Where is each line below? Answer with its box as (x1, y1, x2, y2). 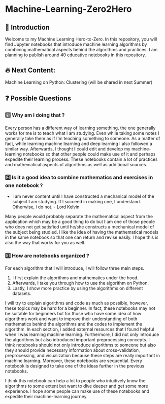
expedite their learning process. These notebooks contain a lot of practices (5, 156, 158, 162)
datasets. (12, 291, 32, 296)
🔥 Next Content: (5, 66, 56, 74)
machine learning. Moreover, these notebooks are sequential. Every (5, 358, 142, 364)
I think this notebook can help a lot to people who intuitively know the (5, 378, 146, 384)
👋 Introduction (5, 23, 50, 32)
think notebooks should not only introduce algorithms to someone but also (5, 342, 156, 348)
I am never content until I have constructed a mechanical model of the (12, 193, 154, 199)
